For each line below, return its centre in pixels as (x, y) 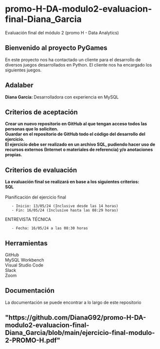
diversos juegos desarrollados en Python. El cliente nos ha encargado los (79, 65)
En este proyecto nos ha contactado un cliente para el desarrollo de (73, 60)
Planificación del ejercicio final (36, 197)
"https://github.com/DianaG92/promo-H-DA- (76, 318)
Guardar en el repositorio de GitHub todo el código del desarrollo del (75, 134)
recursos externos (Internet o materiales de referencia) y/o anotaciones (79, 150)
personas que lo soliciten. (32, 129)
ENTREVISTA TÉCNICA (28, 219)
